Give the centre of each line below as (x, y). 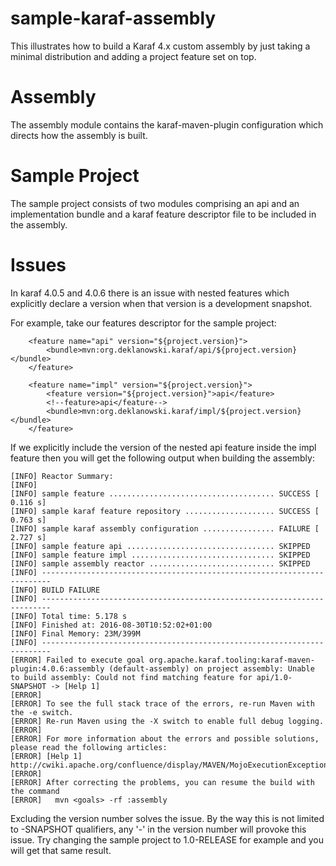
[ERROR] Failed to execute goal (77, 660)
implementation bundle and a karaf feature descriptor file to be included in (163, 214)
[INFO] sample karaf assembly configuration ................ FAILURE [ (165, 528)
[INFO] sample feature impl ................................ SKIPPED (160, 555)
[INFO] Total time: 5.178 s (69, 616)
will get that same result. (61, 850)
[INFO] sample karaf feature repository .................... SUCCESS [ (165, 511)
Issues (38, 265)
